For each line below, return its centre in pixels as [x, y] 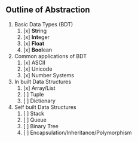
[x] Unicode [38, 69]
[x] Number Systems [48, 75]
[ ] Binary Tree [41, 126]
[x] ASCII [34, 62]
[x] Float [34, 43]
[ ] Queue [35, 120]
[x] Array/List [39, 88]
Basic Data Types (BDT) [44, 24]
